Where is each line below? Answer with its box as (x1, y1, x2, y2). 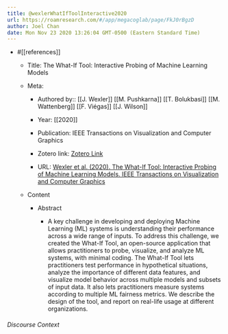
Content (27, 191, 50, 199)
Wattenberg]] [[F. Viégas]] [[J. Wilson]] (37, 102, 149, 110)
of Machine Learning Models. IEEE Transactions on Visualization (37, 170, 219, 178)
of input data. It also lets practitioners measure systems (47, 283, 205, 291)
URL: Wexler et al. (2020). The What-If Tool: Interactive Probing (37, 163, 217, 171)
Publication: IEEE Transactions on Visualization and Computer (37, 129, 212, 137)
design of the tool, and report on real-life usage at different (47, 298, 214, 306)
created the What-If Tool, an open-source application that (47, 239, 211, 248)
